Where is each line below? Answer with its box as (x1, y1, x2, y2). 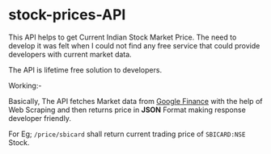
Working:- (8, 81, 42, 90)
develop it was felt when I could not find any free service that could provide (8, 40, 260, 50)
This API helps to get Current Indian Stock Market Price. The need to (8, 32, 237, 42)
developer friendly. (8, 113, 71, 123)
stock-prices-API (8, 6, 126, 24)
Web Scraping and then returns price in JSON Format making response (8, 105, 247, 114)
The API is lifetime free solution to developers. (8, 65, 163, 74)
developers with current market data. (8, 49, 132, 59)
